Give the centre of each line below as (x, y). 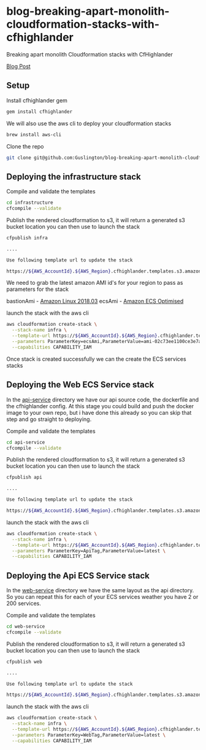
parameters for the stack (38, 289)
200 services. (24, 603)
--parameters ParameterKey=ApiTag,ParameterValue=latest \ (89, 551)
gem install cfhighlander (39, 112)
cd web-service (26, 627)
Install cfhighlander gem (37, 100)
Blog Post (18, 66)
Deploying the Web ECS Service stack (80, 385)
